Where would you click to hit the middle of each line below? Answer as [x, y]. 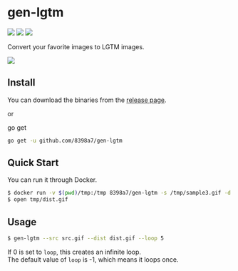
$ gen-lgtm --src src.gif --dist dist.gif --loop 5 [86, 238]
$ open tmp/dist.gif [38, 200]
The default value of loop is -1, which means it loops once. [93, 259]
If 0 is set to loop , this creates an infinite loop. [74, 252]
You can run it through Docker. [52, 180]
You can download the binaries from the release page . [87, 100]
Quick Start [33, 163]
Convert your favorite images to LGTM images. [76, 46]
